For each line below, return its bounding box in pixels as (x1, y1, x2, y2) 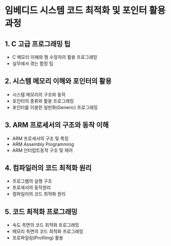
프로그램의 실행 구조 (12, 178, 52, 184)
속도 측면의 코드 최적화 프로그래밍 (12, 222, 80, 228)
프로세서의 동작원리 (12, 184, 51, 191)
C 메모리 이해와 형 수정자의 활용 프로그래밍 (12, 54, 97, 60)
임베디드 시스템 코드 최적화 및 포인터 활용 (5, 5, 166, 16)
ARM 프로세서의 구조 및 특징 (12, 135, 69, 141)
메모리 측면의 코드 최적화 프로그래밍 (12, 229, 84, 235)
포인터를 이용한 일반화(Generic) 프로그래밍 (12, 104, 98, 110)
